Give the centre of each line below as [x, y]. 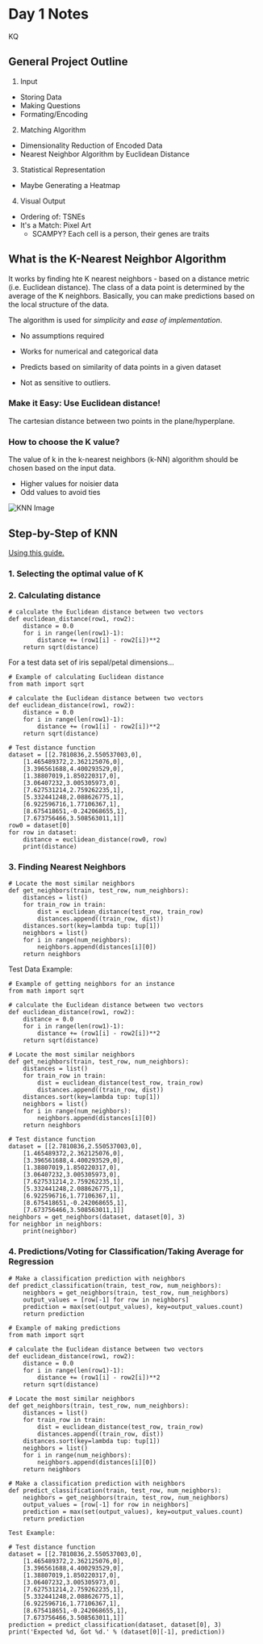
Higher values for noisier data [69, 484]
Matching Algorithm [53, 129]
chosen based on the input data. [62, 468]
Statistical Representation [63, 170]
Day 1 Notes [49, 14]
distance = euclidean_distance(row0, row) [95, 840]
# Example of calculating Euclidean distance [86, 677]
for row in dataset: [43, 832]
